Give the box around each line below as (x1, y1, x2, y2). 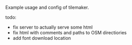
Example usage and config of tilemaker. (5, 5, 89, 10)
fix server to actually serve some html (12, 24, 93, 30)
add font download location (12, 35, 71, 41)
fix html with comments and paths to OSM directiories (12, 30, 127, 35)
